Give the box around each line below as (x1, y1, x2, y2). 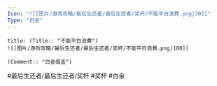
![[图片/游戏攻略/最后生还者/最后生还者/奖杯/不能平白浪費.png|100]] (7, 45, 189, 52)
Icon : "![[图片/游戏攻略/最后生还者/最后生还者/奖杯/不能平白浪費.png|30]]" (7, 10, 211, 17)
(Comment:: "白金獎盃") (7, 58, 72, 65)
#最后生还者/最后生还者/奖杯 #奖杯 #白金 (7, 71, 125, 80)
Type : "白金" (7, 17, 43, 24)
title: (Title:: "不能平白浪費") (7, 37, 99, 44)
